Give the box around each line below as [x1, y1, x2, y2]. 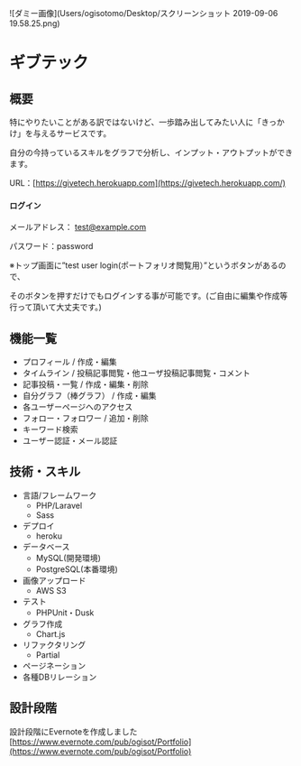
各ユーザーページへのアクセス [22, 401, 133, 412]
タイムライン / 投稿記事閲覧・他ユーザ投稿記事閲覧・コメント [22, 368, 251, 379]
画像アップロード [22, 575, 87, 586]
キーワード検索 [22, 424, 78, 435]
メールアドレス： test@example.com [9, 222, 147, 233]
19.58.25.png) [9, 18, 60, 29]
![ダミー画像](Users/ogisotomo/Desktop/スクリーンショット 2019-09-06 [9, 8, 278, 18]
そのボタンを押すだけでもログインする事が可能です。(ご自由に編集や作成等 [9, 291, 288, 301]
